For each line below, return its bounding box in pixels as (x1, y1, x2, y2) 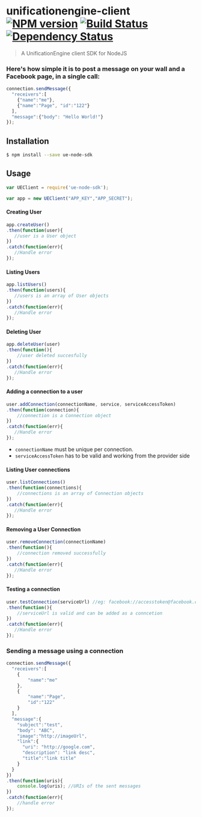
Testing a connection (6, 586, 60, 593)
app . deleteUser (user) (6, 341, 61, 347)
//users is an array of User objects (14, 293, 109, 299)
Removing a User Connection (6, 525, 81, 533)
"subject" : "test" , (17, 721, 63, 728)
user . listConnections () (6, 479, 66, 485)
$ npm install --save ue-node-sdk (6, 152, 93, 158)
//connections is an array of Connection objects (17, 490, 144, 497)
